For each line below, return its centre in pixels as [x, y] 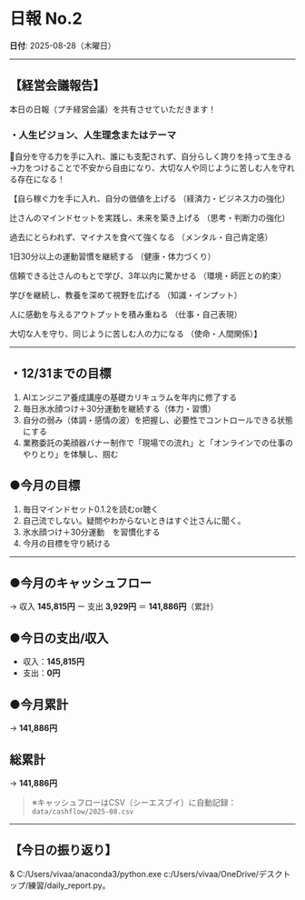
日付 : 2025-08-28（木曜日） [63, 45]
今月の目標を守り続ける [66, 543]
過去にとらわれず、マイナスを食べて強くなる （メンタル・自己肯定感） [141, 237]
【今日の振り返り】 [63, 850]
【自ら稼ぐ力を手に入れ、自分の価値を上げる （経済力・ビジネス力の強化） [150, 199]
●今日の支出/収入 [59, 638]
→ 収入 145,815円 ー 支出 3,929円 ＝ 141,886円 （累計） [114, 606]
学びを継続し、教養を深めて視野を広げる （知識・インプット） [126, 295]
